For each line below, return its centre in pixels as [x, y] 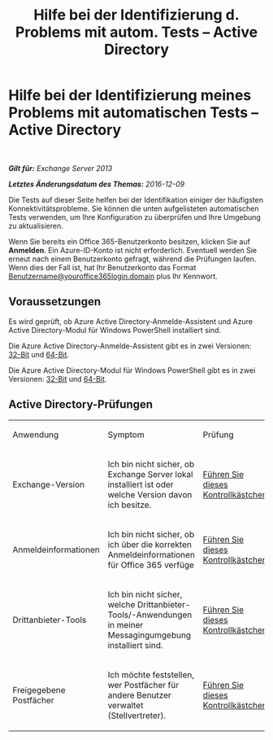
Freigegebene [39, 690]
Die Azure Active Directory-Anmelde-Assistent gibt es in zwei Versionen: [130, 346]
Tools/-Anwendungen [150, 615]
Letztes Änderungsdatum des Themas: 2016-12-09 [97, 184]
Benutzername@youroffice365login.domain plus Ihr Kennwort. [113, 276]
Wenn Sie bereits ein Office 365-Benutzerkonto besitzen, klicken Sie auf [129, 241]
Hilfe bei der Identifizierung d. [136, 15]
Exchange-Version [49, 484]
